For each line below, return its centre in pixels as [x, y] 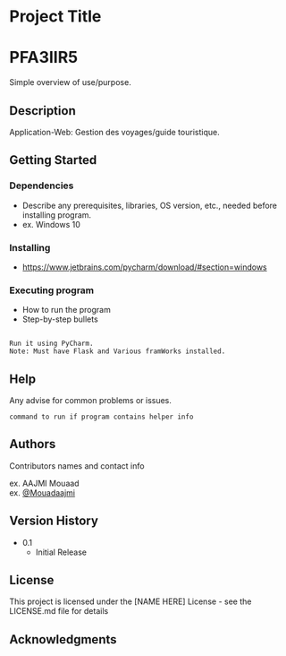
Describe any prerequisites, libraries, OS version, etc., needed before [150, 205]
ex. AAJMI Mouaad [44, 483]
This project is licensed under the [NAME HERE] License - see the [130, 601]
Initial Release [61, 552]
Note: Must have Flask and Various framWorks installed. [118, 351]
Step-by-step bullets [60, 319]
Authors [33, 444]
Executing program [52, 290]
